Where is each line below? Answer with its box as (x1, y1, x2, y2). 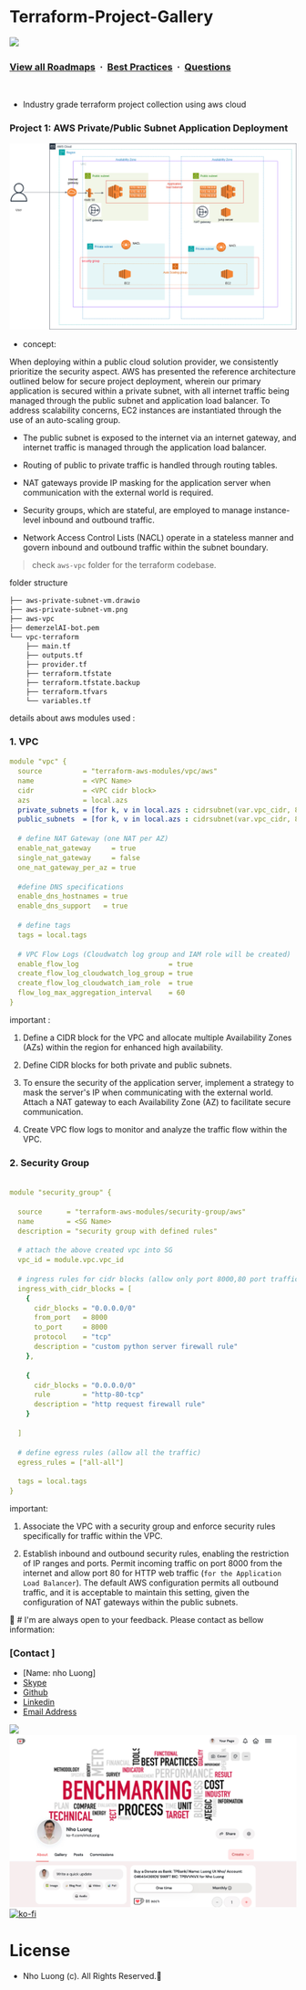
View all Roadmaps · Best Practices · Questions (9, 60, 231, 73)
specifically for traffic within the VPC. (22, 1531, 163, 1542)
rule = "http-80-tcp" (33, 1390, 145, 1399)
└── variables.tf (25, 696, 92, 705)
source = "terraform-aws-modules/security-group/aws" (17, 1207, 247, 1216)
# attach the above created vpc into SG (17, 1246, 173, 1255)
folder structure (9, 577, 68, 588)
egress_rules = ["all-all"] (17, 1458, 125, 1467)
